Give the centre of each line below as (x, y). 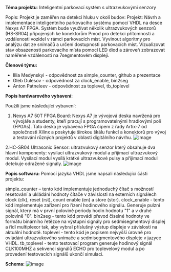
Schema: (15, 264)
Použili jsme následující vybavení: (41, 106)
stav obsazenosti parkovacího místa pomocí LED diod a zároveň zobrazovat (85, 50)
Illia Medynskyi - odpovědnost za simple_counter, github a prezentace (87, 75)
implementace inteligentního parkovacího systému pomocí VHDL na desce (84, 23)
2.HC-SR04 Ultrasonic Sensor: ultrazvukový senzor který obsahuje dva (80, 147)
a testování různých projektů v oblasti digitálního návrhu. (72, 137)
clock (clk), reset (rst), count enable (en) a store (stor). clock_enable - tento (85, 200)
